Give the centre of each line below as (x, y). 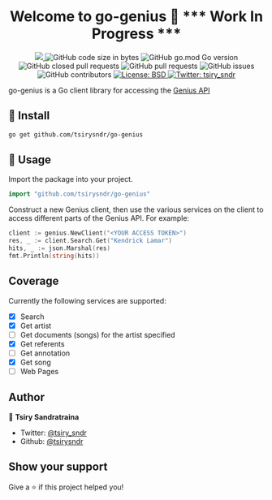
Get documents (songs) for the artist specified (98, 334)
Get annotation (45, 353)
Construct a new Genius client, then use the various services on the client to (136, 209)
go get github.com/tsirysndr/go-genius (76, 134)
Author (26, 397)
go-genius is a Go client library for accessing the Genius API (109, 90)
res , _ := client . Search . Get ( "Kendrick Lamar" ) (91, 241)
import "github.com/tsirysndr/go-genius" (80, 194)
